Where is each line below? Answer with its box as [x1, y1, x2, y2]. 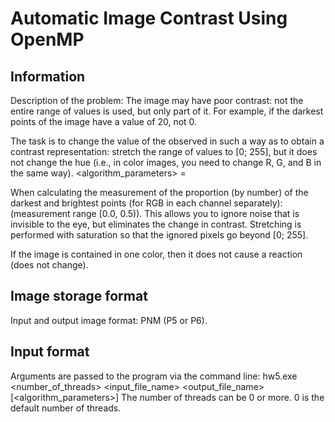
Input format [10, 343, 90, 361]
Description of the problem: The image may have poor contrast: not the [10, 95, 304, 106]
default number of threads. [10, 402, 122, 414]
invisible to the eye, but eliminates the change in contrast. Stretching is [10, 218, 302, 230]
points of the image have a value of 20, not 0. [10, 116, 198, 127]
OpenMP [10, 28, 85, 51]
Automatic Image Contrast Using [10, 7, 288, 30]
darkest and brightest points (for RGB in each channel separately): [10, 197, 283, 209]
